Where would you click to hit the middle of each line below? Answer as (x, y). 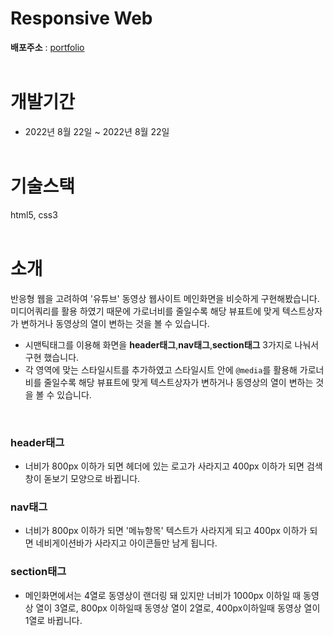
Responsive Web (81, 18)
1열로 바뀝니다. (53, 620)
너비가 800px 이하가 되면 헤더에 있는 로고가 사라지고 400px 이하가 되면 (164, 466)
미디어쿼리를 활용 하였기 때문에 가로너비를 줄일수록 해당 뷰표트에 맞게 (145, 311)
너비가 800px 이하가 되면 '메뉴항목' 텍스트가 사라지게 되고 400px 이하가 (166, 531)
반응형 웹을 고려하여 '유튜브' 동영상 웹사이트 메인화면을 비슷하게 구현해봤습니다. (165, 298)
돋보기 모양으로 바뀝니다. (92, 479)
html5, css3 (34, 214)
